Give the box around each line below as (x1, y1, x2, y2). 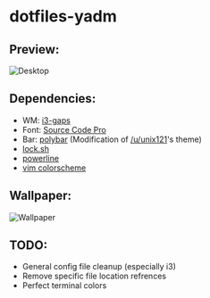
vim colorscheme (21, 162, 87, 173)
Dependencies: (9, 91, 97, 106)
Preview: (9, 42, 60, 57)
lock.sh (21, 143, 49, 153)
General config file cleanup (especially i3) (21, 261, 177, 272)
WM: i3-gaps (21, 114, 71, 126)
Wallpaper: (9, 188, 72, 203)
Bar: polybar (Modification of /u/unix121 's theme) (21, 134, 203, 145)
